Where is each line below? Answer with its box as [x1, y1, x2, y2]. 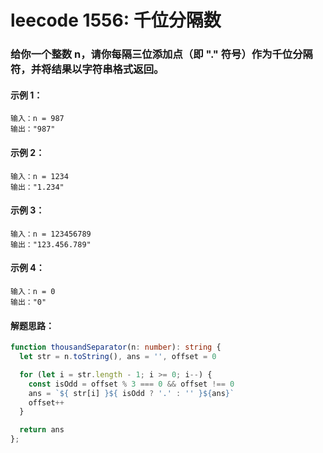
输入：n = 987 [10, 114, 65, 124]
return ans [19, 425, 65, 435]
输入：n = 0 [10, 286, 56, 296]
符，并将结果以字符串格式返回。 [10, 62, 165, 76]
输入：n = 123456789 [10, 229, 92, 239]
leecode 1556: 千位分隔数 [10, 9, 222, 32]
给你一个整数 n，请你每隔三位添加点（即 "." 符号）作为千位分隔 [10, 47, 313, 61]
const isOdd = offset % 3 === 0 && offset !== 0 [28, 379, 235, 389]
